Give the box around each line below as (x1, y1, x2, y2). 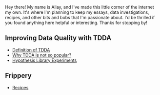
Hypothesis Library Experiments (12, 57, 77, 63)
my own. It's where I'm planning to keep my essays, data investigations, (5, 9, 150, 15)
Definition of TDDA (12, 47, 50, 53)
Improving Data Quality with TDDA (5, 34, 111, 42)
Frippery (5, 71, 32, 80)
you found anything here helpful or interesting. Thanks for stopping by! (5, 20, 148, 25)
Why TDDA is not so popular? (12, 52, 72, 58)
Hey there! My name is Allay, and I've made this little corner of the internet (5, 4, 155, 10)
